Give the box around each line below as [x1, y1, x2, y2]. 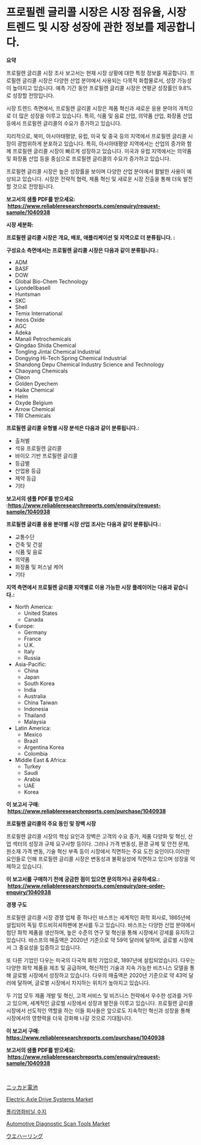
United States [23, 609, 58, 617]
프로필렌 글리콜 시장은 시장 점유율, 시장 [6, 5, 187, 19]
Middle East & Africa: [14, 756, 67, 763]
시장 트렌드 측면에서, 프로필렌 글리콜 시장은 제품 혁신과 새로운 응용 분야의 [6, 105, 178, 112]
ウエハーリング [6, 1132, 43, 1140]
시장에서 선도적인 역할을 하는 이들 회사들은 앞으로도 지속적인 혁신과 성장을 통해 [6, 1007, 191, 1014]
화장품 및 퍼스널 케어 [14, 563, 64, 570]
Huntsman [14, 290, 41, 298]
